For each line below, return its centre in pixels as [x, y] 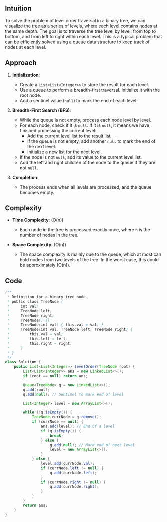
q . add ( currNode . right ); [74, 487]
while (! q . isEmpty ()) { [48, 412]
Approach [21, 63]
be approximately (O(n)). [45, 265]
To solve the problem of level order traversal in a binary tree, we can [75, 20]
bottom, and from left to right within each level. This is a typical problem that [83, 36]
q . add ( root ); [37, 390]
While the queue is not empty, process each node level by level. [85, 120]
